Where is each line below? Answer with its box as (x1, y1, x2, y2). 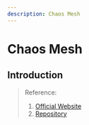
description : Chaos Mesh (7, 10, 81, 18)
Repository (35, 109, 67, 118)
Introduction (7, 69, 64, 82)
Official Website (35, 102, 82, 110)
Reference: (24, 88, 57, 97)
